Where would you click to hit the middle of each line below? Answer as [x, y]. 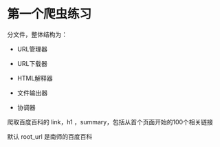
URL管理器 [32, 49]
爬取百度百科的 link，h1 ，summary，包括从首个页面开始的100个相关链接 [110, 122]
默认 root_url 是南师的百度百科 [50, 136]
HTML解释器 [35, 78]
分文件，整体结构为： [37, 34]
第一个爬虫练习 [49, 14]
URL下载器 [32, 63]
